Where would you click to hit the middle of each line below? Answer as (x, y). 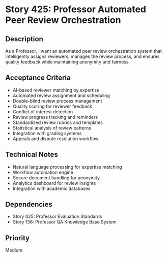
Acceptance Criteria (38, 78)
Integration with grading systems (47, 133)
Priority (17, 238)
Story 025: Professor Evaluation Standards (57, 216)
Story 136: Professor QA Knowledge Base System (65, 222)
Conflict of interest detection (43, 111)
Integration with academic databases (51, 188)
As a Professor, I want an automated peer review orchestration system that (83, 51)
